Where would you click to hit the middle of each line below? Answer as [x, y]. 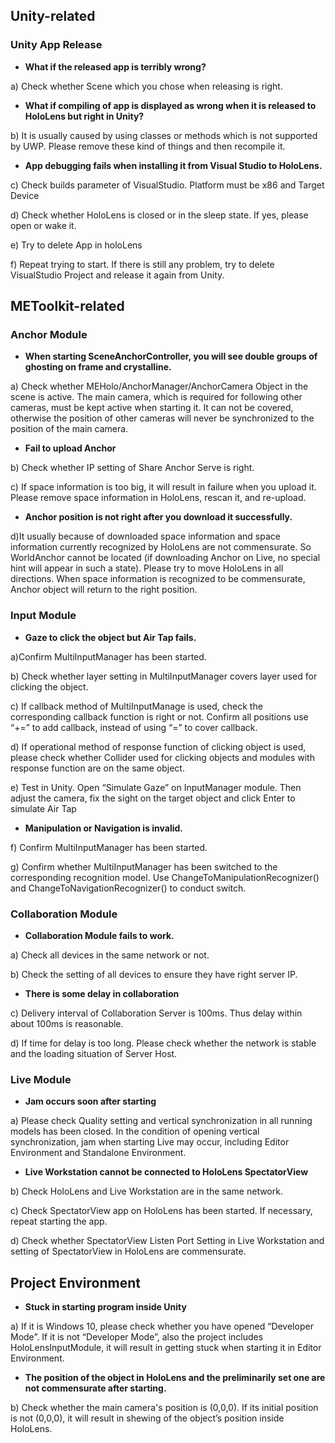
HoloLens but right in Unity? [84, 116]
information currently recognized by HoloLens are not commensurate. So [161, 547]
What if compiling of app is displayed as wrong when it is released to [170, 105]
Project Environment [75, 1282]
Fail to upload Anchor [70, 448]
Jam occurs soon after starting [90, 1101]
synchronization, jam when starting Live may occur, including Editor [150, 1142]
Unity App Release [56, 45]
